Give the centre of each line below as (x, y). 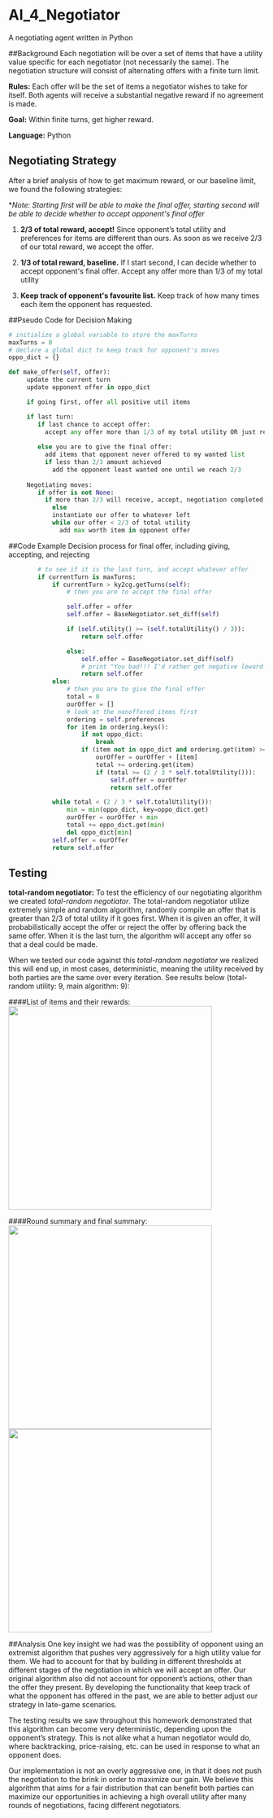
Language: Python (40, 135)
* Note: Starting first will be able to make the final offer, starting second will (134, 204)
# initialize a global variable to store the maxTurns (103, 335)
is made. (23, 103)
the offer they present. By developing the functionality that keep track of (129, 1688)
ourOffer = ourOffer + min (112, 817)
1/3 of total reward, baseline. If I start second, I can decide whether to (138, 262)
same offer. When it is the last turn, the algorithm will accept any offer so (130, 936)
